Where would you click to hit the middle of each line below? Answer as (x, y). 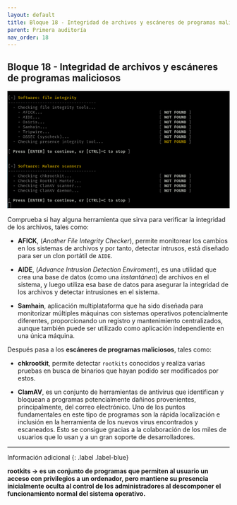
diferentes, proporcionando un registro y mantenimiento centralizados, (120, 320)
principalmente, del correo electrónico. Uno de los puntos (101, 407)
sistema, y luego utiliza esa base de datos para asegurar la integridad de (123, 284)
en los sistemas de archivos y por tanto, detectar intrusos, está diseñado (123, 248)
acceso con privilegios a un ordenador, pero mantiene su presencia (108, 478)
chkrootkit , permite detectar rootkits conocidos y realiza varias (111, 363)
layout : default (31, 15)
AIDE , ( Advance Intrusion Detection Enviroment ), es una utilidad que (117, 269)
